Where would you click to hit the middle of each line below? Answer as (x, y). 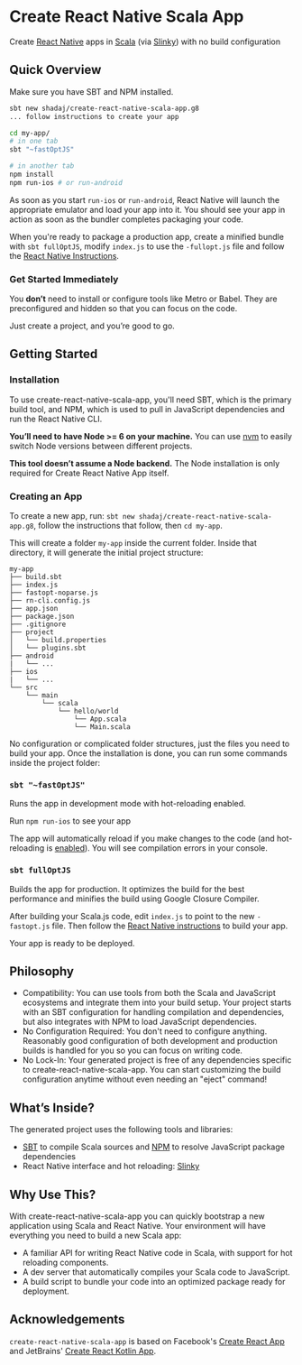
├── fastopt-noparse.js (54, 593)
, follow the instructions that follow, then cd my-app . (128, 526)
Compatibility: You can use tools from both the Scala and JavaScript (149, 993)
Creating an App (46, 496)
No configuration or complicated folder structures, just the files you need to (150, 744)
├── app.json (34, 609)
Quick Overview (55, 70)
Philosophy (42, 972)
